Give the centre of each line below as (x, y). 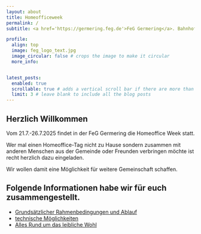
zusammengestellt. (43, 198)
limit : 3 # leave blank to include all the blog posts (81, 94)
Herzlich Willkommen (47, 118)
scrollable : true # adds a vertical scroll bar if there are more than (103, 89)
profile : (17, 40)
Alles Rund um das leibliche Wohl (56, 224)
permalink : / (22, 23)
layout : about (24, 12)
